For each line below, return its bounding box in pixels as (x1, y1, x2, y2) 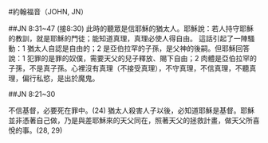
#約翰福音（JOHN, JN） (8, 7, 89, 16)
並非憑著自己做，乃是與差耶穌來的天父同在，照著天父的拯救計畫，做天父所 (8, 116, 253, 125)
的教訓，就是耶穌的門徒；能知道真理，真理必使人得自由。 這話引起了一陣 (8, 34, 248, 43)
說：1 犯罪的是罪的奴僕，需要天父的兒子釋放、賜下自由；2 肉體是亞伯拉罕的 (8, 54, 258, 63)
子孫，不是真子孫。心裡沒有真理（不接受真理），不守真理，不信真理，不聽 (8, 64, 250, 73)
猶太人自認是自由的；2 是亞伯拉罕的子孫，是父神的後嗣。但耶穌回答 (26, 44, 250, 53)
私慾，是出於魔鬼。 (35, 74, 100, 83)
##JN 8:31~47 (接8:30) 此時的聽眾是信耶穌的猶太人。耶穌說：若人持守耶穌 (8, 24, 254, 33)
